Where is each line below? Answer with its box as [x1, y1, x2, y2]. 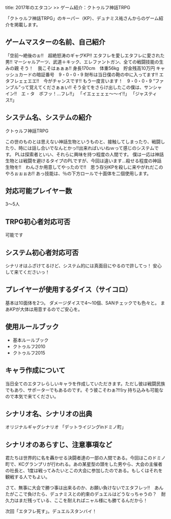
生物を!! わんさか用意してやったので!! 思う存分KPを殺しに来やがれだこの [5, 164, 164, 170]
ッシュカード [5, 71, 32, 77]
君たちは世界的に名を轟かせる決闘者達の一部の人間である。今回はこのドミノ [5, 455, 166, 461]
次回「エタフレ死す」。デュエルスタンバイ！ [5, 508, 97, 514]
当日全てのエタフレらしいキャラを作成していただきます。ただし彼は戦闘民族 [5, 381, 165, 387]
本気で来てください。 [14, 393, 59, 399]
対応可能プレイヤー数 [5, 187, 72, 195]
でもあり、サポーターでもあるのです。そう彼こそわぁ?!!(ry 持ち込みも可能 [5, 387, 159, 393]
